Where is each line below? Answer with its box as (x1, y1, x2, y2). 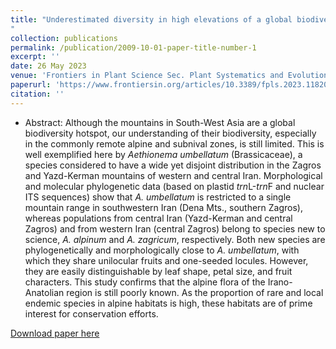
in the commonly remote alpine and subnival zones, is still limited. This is (24, 137, 325, 150)
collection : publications (10, 33, 118, 43)
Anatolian (24, 286, 65, 298)
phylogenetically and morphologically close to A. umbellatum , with (24, 244, 300, 256)
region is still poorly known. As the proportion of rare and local (66, 286, 324, 298)
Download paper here (10, 327, 100, 339)
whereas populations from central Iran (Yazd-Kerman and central (24, 212, 293, 224)
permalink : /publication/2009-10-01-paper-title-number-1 (10, 42, 257, 53)
